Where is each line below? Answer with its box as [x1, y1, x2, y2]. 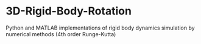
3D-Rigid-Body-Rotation [5, 4, 132, 18]
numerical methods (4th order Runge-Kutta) [5, 30, 116, 37]
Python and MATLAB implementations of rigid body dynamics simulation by [5, 24, 196, 31]
